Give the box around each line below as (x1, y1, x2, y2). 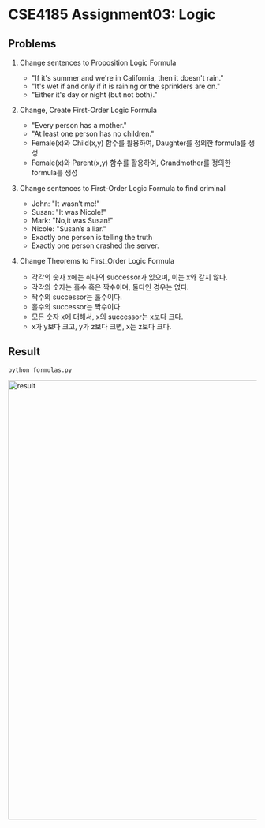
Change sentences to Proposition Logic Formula (19, 58, 177, 67)
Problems (8, 37, 57, 51)
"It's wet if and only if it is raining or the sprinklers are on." (31, 81, 221, 91)
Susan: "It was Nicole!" (31, 208, 106, 216)
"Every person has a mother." (31, 121, 128, 129)
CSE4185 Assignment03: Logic (8, 6, 216, 24)
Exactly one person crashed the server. (31, 241, 159, 250)
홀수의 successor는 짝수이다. (31, 302, 122, 311)
